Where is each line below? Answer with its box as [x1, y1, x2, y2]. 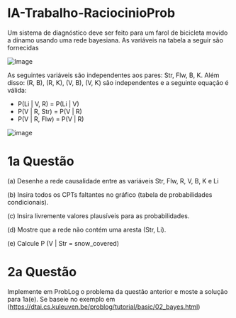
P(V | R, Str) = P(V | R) [17, 107, 83, 115]
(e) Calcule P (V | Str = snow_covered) [7, 239, 119, 247]
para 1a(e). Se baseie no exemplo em [7, 295, 116, 303]
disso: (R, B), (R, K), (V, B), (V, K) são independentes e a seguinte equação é [7, 78, 229, 86]
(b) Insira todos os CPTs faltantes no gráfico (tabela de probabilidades [7, 190, 213, 199]
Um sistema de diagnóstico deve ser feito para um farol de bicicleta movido [7, 28, 228, 37]
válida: [7, 86, 27, 94]
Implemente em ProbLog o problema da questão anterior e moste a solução [7, 287, 228, 295]
